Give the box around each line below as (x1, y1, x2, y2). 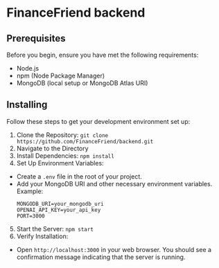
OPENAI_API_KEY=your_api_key (16, 206, 101, 213)
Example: (16, 187, 44, 195)
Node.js (16, 64, 40, 72)
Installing (6, 99, 48, 111)
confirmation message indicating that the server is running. (16, 253, 186, 261)
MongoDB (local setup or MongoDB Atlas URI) (16, 79, 148, 87)
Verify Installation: (16, 232, 69, 240)
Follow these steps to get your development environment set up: (6, 117, 191, 125)
